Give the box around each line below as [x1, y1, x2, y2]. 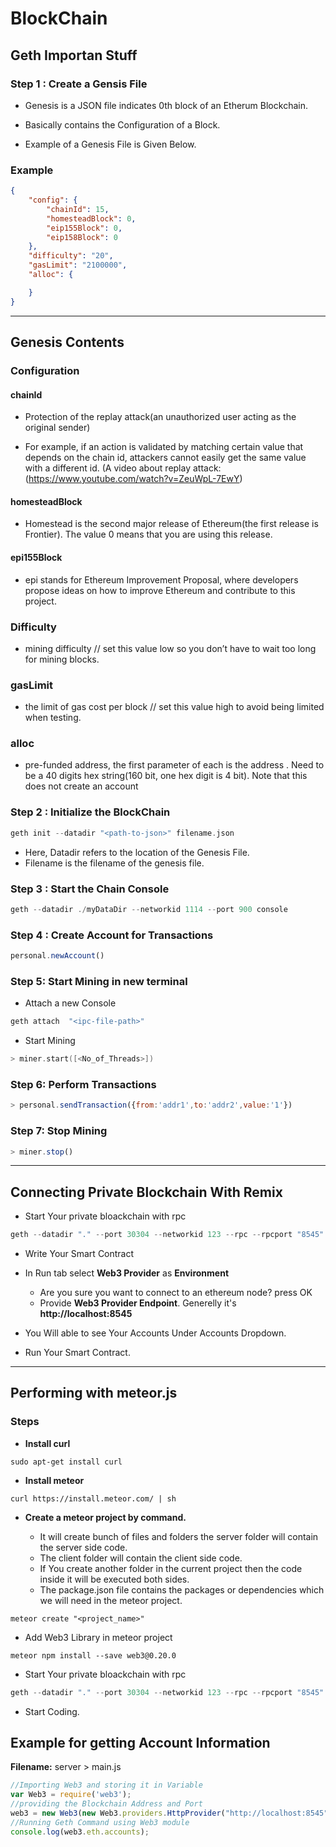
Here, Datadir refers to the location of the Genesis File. [24, 846, 250, 858]
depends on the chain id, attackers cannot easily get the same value [24, 452, 307, 464]
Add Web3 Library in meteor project [24, 1631, 173, 1643]
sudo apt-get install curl [10, 1457, 123, 1467]
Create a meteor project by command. [24, 1511, 187, 1523]
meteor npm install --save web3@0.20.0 [10, 1650, 177, 1661]
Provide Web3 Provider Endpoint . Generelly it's [39, 1297, 237, 1309]
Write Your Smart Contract [24, 1248, 135, 1260]
